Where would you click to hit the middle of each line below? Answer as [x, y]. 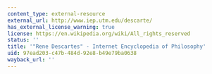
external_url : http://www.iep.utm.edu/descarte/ [80, 20]
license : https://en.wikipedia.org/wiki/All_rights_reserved [99, 33]
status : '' [23, 40]
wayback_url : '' [31, 60]
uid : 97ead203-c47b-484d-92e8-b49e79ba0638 [72, 54]
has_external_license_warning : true [61, 27]
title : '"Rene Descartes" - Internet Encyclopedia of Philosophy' [107, 47]
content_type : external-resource [56, 14]
